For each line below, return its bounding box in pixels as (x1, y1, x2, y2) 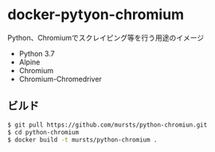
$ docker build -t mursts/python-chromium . (7, 135, 158, 144)
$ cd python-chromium (7, 128, 80, 136)
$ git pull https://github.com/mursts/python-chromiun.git (7, 121, 208, 129)
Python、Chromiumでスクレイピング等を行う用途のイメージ (7, 33, 205, 42)
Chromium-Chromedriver (18, 74, 103, 84)
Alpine (18, 57, 41, 67)
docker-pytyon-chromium (7, 6, 185, 24)
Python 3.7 (18, 49, 55, 58)
